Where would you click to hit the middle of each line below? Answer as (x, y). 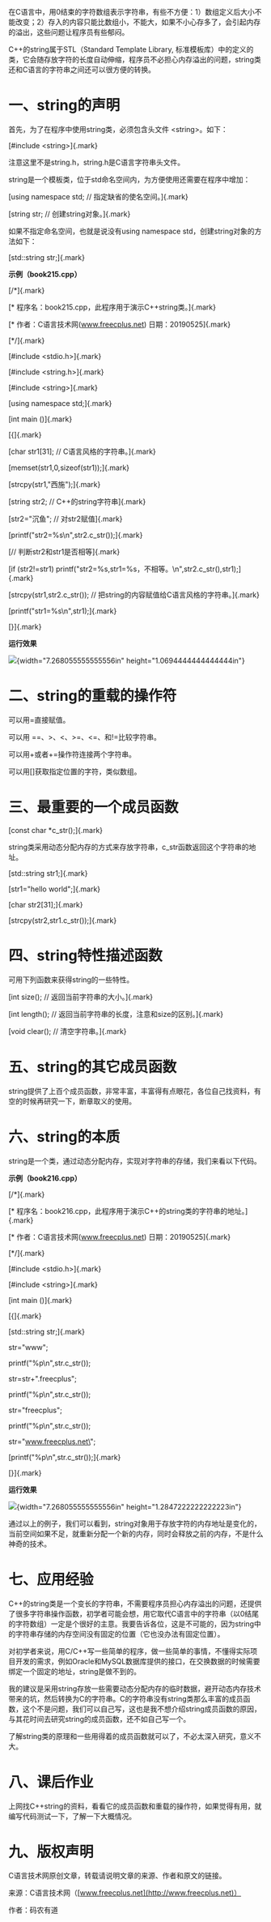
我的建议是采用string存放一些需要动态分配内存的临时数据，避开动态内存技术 (135, 1689)
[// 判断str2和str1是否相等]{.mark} (64, 551)
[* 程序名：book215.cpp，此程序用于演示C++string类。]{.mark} (112, 307)
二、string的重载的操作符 (93, 696)
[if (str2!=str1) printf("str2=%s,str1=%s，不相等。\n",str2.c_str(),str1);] (125, 569)
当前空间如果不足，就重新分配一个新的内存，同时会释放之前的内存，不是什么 (136, 1533)
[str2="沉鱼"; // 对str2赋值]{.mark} (66, 519)
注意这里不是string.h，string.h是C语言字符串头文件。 (97, 162)
